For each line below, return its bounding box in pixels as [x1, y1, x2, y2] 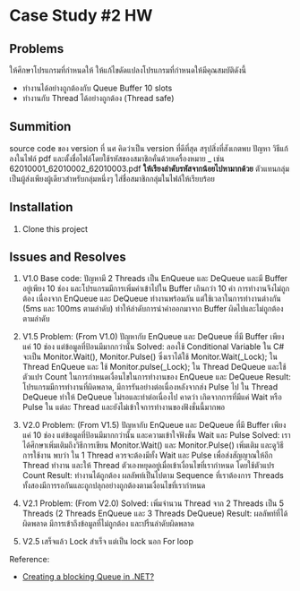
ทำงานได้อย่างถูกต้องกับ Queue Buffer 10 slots [21, 82, 173, 93]
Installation [9, 200, 73, 215]
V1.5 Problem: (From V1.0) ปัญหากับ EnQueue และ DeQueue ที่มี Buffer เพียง [21, 331, 285, 342]
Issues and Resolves [9, 250, 127, 265]
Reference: [9, 554, 50, 565]
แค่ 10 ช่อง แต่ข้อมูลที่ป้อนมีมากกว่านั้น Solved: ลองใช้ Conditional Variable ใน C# [21, 341, 285, 352]
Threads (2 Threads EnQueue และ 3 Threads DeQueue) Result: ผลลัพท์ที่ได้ [21, 508, 288, 519]
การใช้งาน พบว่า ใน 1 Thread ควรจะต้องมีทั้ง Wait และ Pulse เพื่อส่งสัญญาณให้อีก [21, 450, 273, 461]
